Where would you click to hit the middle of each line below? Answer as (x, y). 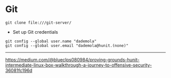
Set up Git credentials (35, 32)
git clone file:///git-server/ (38, 23)
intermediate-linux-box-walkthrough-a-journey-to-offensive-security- (79, 65)
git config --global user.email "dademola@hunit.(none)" (67, 46)
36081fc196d (19, 70)
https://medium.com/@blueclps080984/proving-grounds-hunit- (73, 59)
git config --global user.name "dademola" (51, 41)
